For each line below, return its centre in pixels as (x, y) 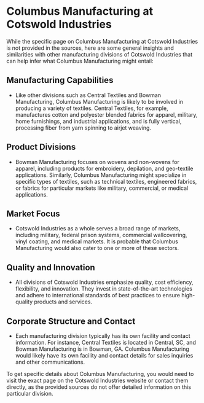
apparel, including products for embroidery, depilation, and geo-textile (104, 168)
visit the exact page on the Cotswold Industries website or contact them (97, 380)
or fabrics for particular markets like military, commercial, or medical (102, 188)
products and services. (63, 302)
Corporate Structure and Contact (71, 321)
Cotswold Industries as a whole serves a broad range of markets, (98, 229)
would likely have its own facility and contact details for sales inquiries (104, 355)
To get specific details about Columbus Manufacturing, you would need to (100, 374)
